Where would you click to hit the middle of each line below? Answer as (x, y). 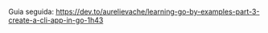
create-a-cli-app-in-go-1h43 (56, 20)
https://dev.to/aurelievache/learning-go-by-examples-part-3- (158, 12)
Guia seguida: (31, 12)
